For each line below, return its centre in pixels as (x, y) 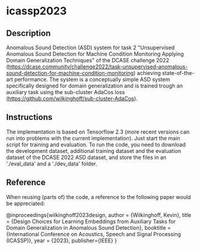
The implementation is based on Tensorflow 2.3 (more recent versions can (98, 132)
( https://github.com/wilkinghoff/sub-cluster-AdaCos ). (72, 98)
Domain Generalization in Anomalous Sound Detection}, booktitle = (89, 228)
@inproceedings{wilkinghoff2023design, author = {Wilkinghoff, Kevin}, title (99, 215)
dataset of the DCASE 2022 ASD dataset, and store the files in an (86, 157)
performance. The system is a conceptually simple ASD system (92, 79)
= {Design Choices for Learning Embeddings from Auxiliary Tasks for (91, 221)
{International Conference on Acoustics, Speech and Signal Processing (93, 234)
